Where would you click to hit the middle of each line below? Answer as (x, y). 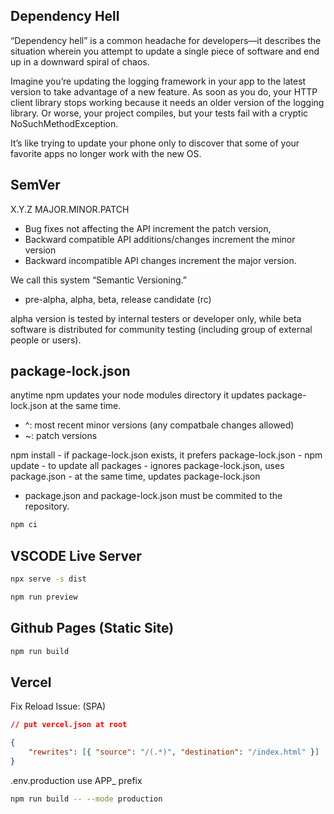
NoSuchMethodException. (64, 123)
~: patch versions (61, 436)
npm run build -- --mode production (86, 799)
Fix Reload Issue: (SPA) (58, 706)
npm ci (24, 525)
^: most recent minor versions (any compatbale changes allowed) (159, 425)
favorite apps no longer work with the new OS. (106, 153)
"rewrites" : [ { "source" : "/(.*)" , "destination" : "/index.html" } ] (174, 752)
